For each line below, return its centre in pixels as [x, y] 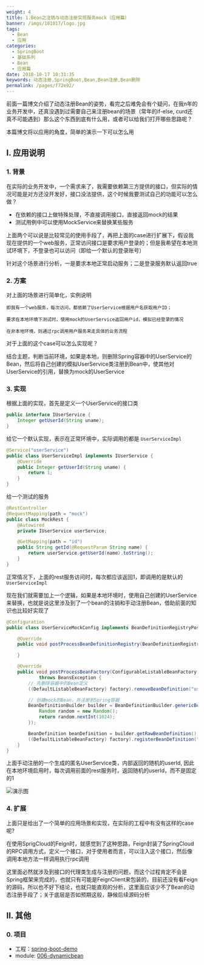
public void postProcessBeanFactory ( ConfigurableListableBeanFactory [107, 672]
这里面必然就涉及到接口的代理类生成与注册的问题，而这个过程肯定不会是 [97, 872]
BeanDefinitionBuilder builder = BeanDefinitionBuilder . [101, 706]
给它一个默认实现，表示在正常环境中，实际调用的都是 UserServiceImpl [94, 438]
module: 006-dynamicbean [49, 956]
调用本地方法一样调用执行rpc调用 [48, 859]
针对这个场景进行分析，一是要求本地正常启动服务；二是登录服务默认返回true [102, 263]
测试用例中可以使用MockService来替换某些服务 [74, 222]
